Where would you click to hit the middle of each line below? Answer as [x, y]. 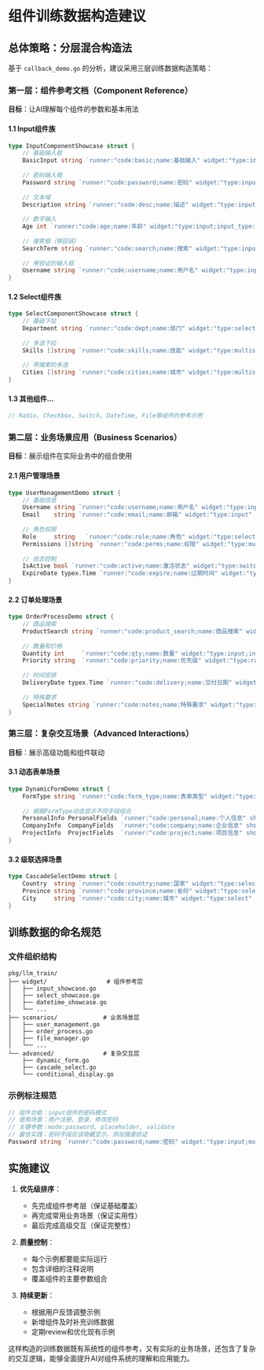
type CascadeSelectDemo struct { [63, 877]
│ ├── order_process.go [50, 1032]
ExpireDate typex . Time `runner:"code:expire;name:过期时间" [120, 573]
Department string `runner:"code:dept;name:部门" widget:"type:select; [141, 329]
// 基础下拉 [39, 321]
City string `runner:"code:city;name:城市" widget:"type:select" [137, 898]
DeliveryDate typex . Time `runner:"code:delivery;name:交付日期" [127, 683]
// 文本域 [37, 197]
